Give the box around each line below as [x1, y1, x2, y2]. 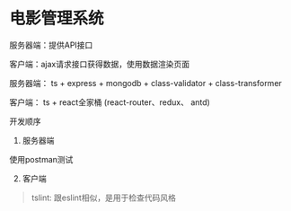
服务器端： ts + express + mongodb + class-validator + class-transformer [9, 77, 283, 88]
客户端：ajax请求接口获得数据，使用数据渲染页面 [9, 58, 190, 69]
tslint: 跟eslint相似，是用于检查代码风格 [31, 192, 177, 203]
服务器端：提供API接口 [9, 40, 93, 50]
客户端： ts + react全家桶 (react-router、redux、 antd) [9, 96, 211, 108]
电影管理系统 [9, 8, 105, 29]
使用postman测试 [9, 154, 74, 164]
